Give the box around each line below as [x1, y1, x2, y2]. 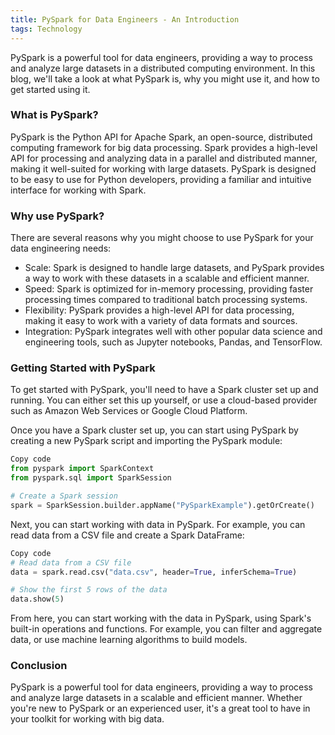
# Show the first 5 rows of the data [10, 585, 168, 595]
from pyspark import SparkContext [10, 464, 155, 474]
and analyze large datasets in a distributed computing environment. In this [10, 62, 316, 74]
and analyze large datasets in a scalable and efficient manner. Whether [10, 692, 303, 704]
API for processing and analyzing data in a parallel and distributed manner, [10, 152, 318, 164]
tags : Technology [10, 24, 83, 34]
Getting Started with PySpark [10, 361, 156, 375]
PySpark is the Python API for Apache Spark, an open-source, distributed [10, 131, 313, 143]
